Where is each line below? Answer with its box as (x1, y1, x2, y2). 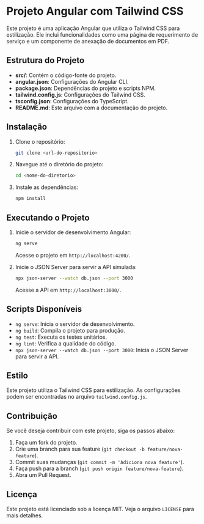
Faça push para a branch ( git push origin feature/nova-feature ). (15, 465, 184, 472)
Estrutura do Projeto (6, 55, 85, 65)
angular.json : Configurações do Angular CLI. (15, 78, 129, 85)
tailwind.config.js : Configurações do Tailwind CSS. (15, 90, 145, 98)
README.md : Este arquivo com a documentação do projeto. (15, 104, 168, 111)
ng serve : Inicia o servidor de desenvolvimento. (15, 320, 135, 328)
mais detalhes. (6, 512, 43, 519)
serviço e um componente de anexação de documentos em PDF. (6, 37, 170, 45)
